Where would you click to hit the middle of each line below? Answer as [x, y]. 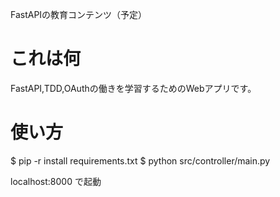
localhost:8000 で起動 [56, 181]
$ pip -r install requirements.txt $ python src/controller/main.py [140, 160]
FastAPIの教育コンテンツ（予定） [79, 14]
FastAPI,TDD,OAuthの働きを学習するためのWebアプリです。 [133, 88]
